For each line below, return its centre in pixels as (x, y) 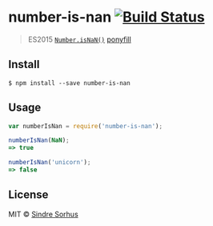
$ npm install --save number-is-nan (69, 83)
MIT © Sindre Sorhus (43, 214)
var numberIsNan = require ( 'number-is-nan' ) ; (85, 126)
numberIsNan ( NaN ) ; (39, 140)
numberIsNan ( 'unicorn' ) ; (50, 163)
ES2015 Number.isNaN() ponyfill (80, 39)
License (28, 195)
